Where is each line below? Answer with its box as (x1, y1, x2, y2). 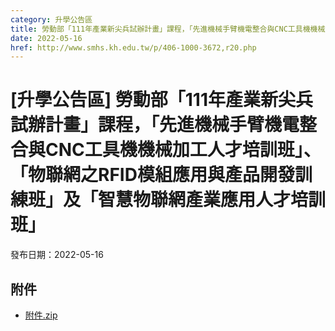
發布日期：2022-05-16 (10, 249, 104, 261)
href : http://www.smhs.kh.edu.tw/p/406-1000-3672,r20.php (10, 42, 257, 53)
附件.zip (24, 309, 58, 321)
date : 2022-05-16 (10, 33, 83, 43)
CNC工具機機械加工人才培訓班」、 (45, 139, 322, 161)
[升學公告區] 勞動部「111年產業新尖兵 (10, 89, 313, 111)
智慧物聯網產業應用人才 (98, 189, 292, 211)
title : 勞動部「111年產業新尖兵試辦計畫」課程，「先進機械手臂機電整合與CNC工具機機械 (10, 24, 326, 34)
